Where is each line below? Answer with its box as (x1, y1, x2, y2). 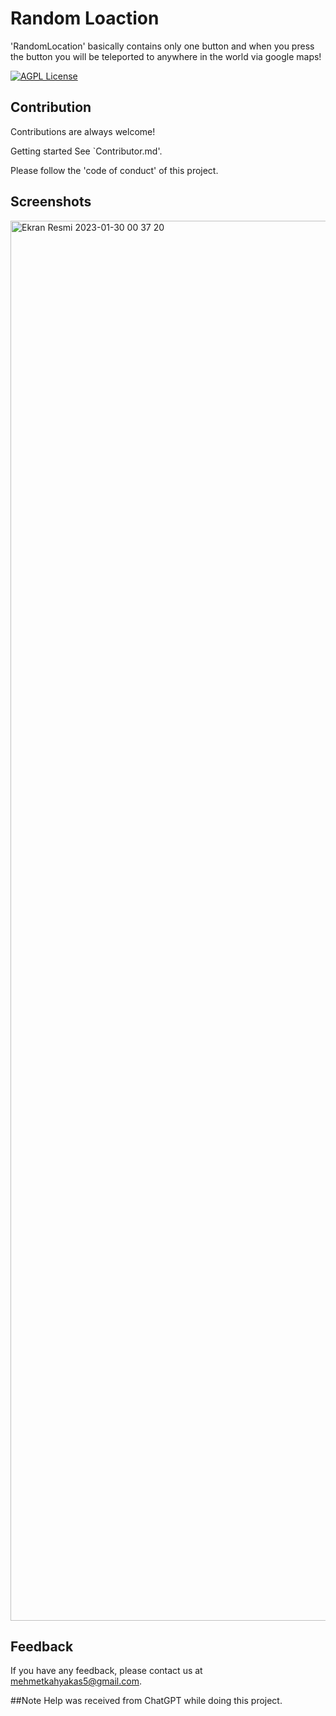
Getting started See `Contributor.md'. (10, 145, 163, 157)
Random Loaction (10, 7, 160, 30)
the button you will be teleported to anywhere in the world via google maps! (10, 50, 322, 62)
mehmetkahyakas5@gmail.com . (10, 1675, 142, 1687)
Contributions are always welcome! (10, 125, 156, 137)
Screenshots (10, 193, 92, 211)
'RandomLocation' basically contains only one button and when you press (10, 40, 315, 52)
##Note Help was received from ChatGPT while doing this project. (10, 1695, 283, 1707)
